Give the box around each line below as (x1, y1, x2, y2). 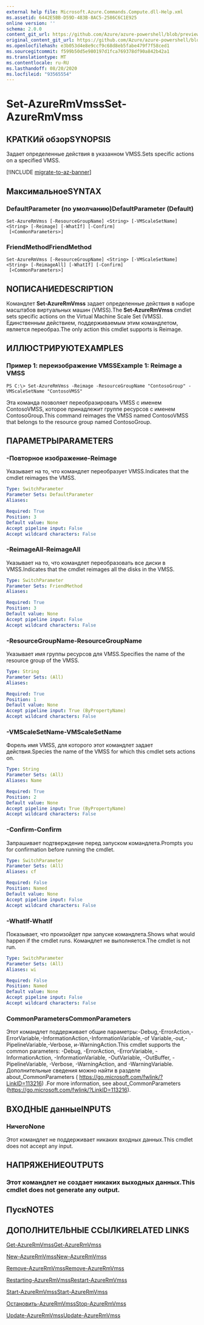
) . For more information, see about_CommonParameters (41, 1080, 181, 1087)
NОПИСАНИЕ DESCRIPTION (6, 284, 114, 294)
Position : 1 (6, 696, 36, 702)
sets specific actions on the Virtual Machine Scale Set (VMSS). (6, 313, 163, 320)
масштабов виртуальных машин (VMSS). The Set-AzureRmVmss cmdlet (6, 306, 192, 313)
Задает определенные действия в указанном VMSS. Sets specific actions (6, 150, 194, 158)
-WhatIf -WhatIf (6, 917, 53, 925)
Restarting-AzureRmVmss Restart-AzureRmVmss (6, 1276, 127, 1284)
